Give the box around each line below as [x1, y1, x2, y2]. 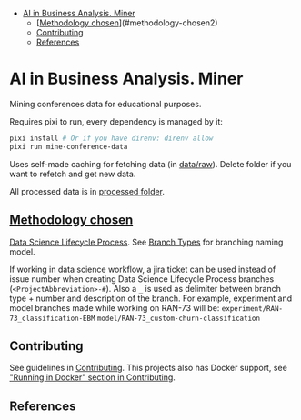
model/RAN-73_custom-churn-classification [96, 314, 261, 323]
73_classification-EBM [9, 314, 95, 323]
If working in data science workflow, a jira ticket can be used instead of [9, 264, 276, 275]
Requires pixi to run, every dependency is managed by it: [9, 115, 223, 126]
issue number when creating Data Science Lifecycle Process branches [9, 273, 275, 285]
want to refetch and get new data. [9, 168, 136, 179]
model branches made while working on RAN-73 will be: [9, 302, 220, 313]
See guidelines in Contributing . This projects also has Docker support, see [9, 363, 288, 374]
